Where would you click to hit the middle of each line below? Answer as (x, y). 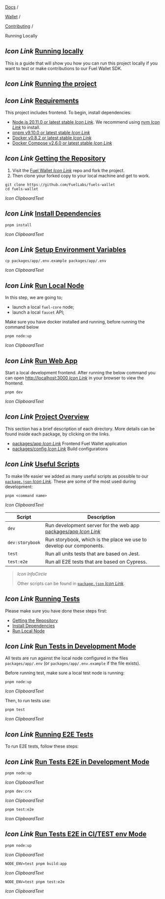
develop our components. (75, 545)
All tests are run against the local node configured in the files (67, 658)
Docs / (12, 7)
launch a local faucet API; (38, 312)
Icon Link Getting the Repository (55, 159)
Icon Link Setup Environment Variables (66, 250)
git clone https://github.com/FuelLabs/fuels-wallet (60, 184)
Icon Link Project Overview (47, 417)
